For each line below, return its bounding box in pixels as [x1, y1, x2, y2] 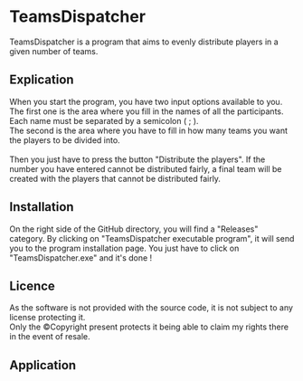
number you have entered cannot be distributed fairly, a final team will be [9, 163, 282, 174]
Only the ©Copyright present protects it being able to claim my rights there [9, 321, 289, 332]
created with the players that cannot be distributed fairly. [9, 173, 222, 184]
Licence [9, 278, 56, 293]
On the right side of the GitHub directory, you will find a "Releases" [9, 224, 259, 234]
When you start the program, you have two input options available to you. [9, 96, 283, 107]
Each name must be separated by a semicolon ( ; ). [9, 115, 199, 126]
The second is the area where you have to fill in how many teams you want [9, 125, 288, 136]
